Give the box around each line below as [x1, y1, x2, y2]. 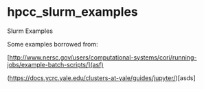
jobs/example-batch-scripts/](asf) [7, 60, 104, 68]
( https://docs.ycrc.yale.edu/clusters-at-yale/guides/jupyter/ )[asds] [7, 73, 196, 82]
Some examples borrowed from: [7, 40, 98, 48]
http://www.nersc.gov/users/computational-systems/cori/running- [9, 53, 197, 62]
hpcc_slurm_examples [7, 4, 139, 20]
